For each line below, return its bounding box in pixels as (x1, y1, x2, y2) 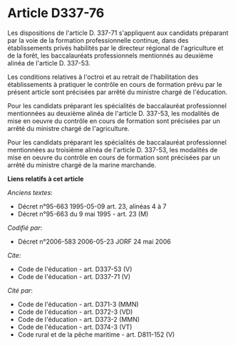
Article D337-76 (7, 5, 105, 21)
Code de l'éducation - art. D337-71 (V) (17, 272, 130, 281)
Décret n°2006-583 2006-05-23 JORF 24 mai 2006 (17, 237, 171, 246)
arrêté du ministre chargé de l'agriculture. (7, 124, 130, 132)
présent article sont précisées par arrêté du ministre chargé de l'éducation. (7, 88, 228, 96)
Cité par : (7, 286, 34, 295)
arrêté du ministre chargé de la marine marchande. (7, 160, 157, 169)
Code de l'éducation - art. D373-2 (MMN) (17, 315, 140, 323)
